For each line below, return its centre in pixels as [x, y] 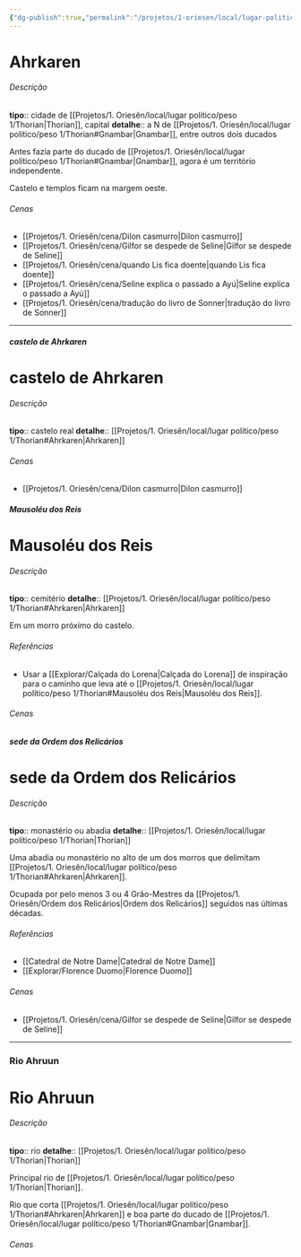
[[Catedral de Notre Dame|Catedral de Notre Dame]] [119, 962]
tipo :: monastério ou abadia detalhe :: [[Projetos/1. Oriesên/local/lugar [138, 831]
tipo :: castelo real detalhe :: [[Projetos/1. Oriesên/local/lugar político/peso [144, 431]
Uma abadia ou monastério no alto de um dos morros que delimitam [135, 858]
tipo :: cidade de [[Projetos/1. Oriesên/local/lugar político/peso [123, 115]
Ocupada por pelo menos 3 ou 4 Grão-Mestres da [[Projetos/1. [125, 895]
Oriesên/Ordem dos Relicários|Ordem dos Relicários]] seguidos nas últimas [149, 903]
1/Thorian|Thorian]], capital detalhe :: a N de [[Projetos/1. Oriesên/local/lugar [150, 125]
